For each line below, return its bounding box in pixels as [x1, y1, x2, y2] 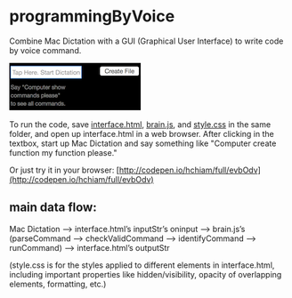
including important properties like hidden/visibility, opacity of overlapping [9, 269, 282, 279]
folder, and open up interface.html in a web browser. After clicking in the [9, 128, 274, 139]
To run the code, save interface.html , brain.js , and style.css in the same [9, 118, 272, 130]
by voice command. [9, 44, 82, 55]
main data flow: [9, 200, 97, 215]
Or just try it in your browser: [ [9, 165, 120, 175]
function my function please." [9, 147, 118, 157]
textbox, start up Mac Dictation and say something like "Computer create [9, 138, 277, 149]
